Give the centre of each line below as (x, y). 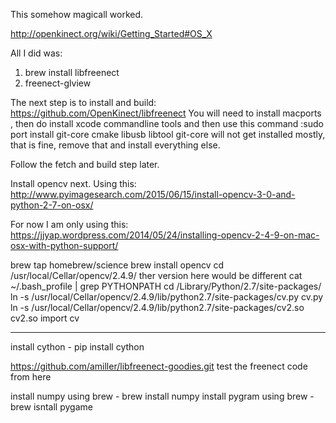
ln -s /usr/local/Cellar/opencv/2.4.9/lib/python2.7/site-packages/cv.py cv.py (167, 297)
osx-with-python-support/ (64, 245)
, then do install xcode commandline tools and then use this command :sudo (167, 123)
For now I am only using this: (69, 224)
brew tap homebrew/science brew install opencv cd (117, 265)
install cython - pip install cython (77, 347)
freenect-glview (58, 83)
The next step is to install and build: (83, 102)
